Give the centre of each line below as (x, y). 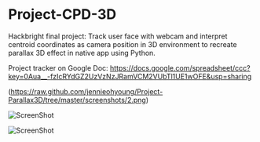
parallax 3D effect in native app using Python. (82, 53)
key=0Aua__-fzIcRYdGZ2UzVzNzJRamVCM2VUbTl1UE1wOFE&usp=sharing (130, 76)
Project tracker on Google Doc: (58, 67)
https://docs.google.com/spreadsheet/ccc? (180, 67)
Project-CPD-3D (62, 15)
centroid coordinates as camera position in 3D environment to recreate (123, 44)
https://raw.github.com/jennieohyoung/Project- (87, 91)
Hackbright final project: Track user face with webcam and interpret (118, 36)
